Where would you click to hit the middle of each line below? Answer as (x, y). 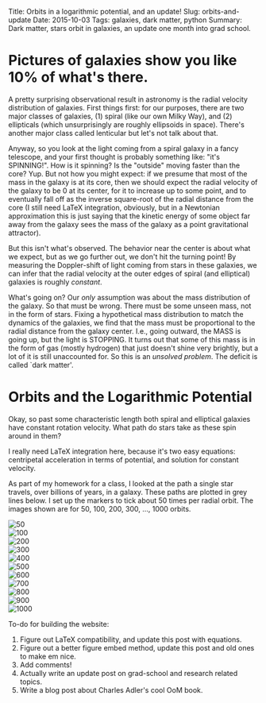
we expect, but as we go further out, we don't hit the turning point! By (122, 257)
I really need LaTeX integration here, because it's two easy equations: (122, 451)
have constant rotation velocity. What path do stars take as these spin (122, 427)
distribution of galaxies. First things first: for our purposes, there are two (126, 107)
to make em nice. (48, 656)
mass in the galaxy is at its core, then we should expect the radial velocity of (133, 182)
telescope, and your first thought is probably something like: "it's (114, 156)
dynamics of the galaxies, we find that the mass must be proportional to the (132, 323)
